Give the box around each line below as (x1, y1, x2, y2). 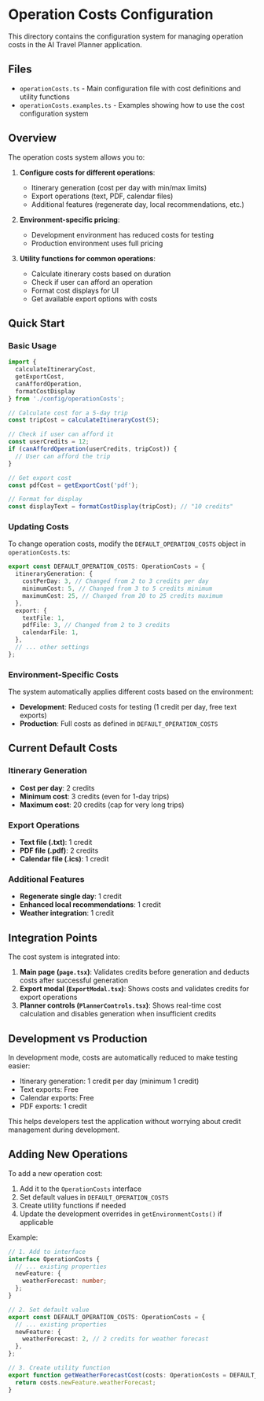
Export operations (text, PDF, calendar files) (31, 191, 174, 201)
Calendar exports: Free (19, 1093, 94, 1102)
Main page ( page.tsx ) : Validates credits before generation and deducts (19, 968, 250, 977)
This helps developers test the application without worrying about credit (8, 1117, 241, 1126)
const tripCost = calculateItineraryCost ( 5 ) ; (8, 416, 159, 424)
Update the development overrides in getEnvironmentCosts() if (19, 1209, 222, 1219)
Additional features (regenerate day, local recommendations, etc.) (31, 199, 245, 209)
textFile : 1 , (22, 614, 65, 622)
